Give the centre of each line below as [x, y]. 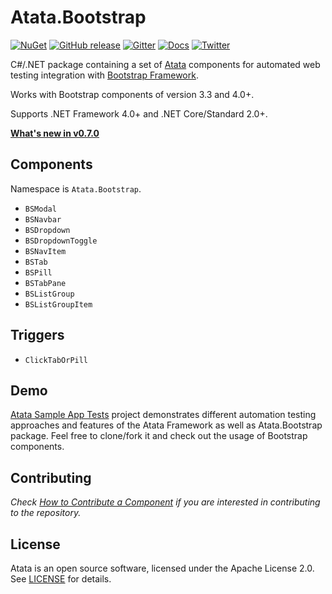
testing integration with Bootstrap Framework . [104, 75]
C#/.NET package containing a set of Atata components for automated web [165, 64]
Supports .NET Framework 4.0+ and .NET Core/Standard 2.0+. [139, 113]
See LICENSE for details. [61, 579]
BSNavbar [43, 219]
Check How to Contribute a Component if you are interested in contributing [165, 502]
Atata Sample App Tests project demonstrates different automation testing [163, 415]
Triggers [37, 335]
